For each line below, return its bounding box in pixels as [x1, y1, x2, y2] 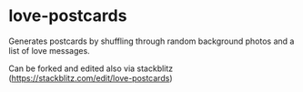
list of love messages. [8, 45, 90, 56]
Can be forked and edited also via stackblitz [8, 63, 174, 74]
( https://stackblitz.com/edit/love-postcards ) [8, 72, 173, 83]
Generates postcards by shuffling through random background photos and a [8, 36, 295, 46]
